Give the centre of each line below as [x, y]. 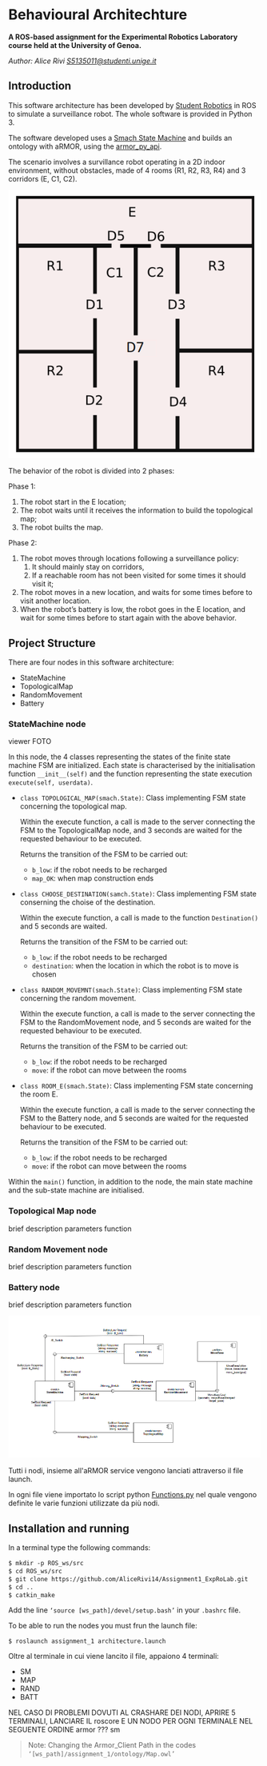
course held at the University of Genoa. [75, 45]
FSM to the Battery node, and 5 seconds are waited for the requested [134, 1118]
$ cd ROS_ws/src [35, 1571]
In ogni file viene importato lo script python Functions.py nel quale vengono [133, 1495]
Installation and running [69, 1528]
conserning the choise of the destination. [88, 902]
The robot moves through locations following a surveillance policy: [129, 558]
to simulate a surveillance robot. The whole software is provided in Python [130, 114]
